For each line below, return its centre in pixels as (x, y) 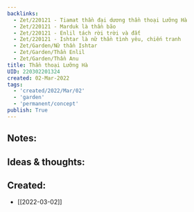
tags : (15, 85)
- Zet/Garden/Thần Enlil (49, 53)
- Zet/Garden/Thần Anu (46, 59)
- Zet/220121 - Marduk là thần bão (65, 26)
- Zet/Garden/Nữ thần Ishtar (55, 46)
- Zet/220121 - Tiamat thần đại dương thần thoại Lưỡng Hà (100, 20)
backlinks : (23, 14)
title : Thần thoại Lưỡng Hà (48, 65)
